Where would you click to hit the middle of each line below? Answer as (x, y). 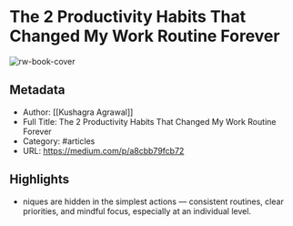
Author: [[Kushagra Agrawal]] (78, 112)
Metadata (37, 90)
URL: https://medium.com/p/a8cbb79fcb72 (103, 150)
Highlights (40, 180)
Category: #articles (59, 141)
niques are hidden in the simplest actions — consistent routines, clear (153, 201)
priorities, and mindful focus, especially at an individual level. (137, 211)
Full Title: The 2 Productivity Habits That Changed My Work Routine (149, 121)
